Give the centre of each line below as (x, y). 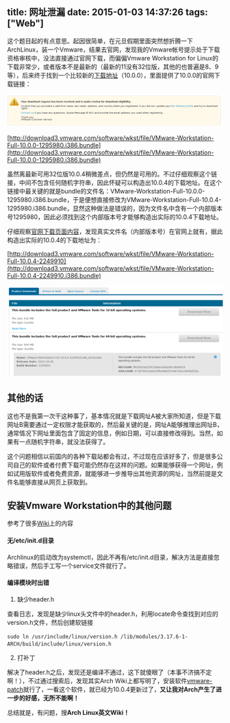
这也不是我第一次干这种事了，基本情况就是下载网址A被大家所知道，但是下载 (114, 416)
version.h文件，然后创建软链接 (50, 622)
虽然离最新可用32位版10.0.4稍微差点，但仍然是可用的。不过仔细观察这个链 (112, 174)
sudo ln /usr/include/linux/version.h (62, 636)
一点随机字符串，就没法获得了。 (64, 441)
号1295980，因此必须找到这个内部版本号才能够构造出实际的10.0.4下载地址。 (115, 217)
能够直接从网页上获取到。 (55, 482)
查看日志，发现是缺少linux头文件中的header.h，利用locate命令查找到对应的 (113, 614)
